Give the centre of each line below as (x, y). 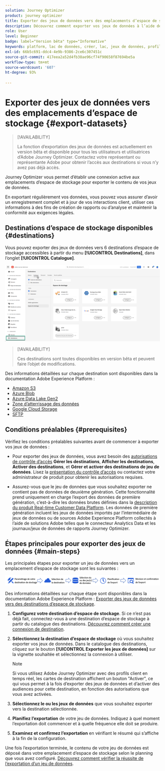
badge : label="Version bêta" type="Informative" (56, 42)
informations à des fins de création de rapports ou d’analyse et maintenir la (81, 207)
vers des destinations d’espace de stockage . (50, 604)
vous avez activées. (32, 694)
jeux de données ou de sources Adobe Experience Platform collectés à (84, 518)
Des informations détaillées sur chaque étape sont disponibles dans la (76, 593)
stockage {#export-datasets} (66, 124)
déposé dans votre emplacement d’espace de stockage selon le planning (79, 753)
